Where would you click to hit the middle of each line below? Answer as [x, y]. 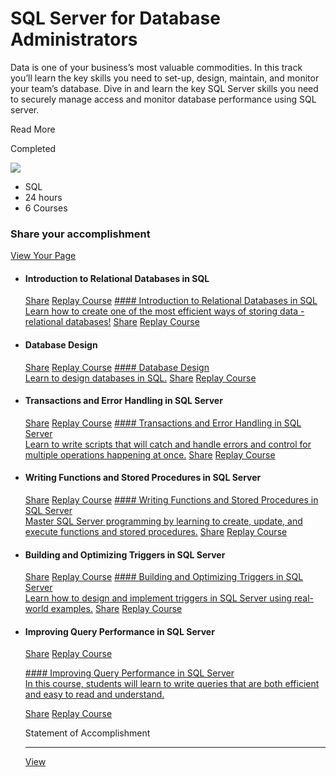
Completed [33, 148]
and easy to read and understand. [94, 694]
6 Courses [46, 208]
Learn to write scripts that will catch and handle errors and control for [168, 444]
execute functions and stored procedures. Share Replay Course [156, 532]
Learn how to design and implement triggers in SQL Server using [158, 598]
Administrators [74, 39]
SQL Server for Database [115, 18]
